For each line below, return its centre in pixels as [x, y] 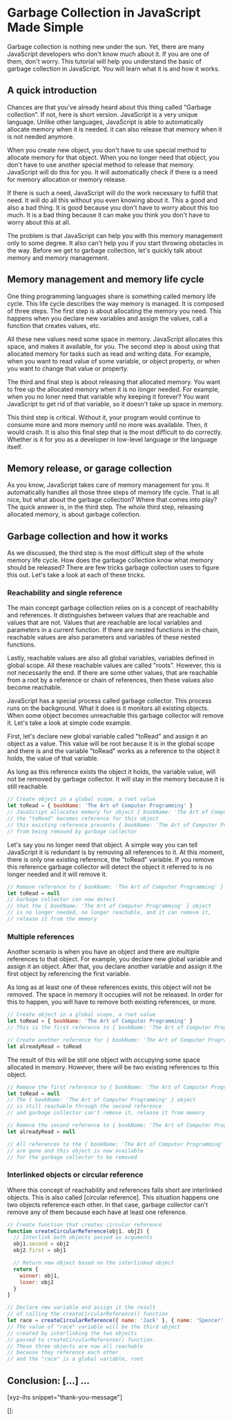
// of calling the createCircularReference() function [88, 1314]
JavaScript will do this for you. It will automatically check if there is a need [113, 172]
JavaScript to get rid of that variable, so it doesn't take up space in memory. [115, 404]
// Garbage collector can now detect [61, 900]
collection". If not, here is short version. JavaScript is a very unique [103, 114]
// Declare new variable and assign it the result [81, 1307]
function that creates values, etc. [54, 325]
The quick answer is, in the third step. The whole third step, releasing [105, 507]
